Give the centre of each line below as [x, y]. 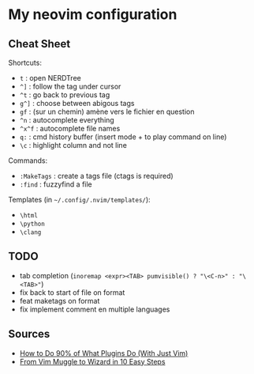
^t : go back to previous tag [65, 95]
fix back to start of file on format [72, 292]
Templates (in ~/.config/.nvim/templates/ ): [80, 200]
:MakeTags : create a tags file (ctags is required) [96, 176]
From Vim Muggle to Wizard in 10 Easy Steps [92, 361]
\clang [30, 232]
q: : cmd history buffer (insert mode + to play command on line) [123, 137]
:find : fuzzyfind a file [56, 184]
